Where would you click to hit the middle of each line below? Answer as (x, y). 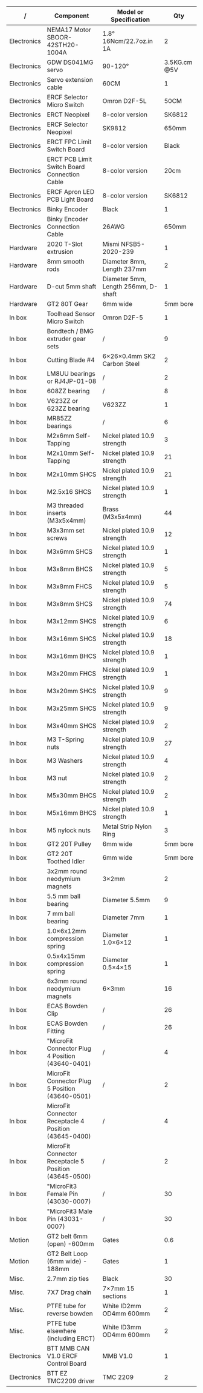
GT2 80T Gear (67, 304)
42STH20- (63, 45)
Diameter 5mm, (124, 279)
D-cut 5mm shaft (72, 286)
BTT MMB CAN (68, 1348)
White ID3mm (122, 1327)
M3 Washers (65, 761)
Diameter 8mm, (124, 261)
